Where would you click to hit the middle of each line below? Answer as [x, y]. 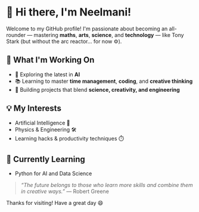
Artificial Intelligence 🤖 [42, 123]
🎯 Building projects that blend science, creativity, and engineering [97, 89]
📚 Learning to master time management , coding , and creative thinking [104, 81]
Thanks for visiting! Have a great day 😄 [55, 203]
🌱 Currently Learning [46, 159]
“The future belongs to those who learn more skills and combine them [107, 185]
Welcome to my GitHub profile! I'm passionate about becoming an [87, 29]
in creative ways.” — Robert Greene [65, 191]
